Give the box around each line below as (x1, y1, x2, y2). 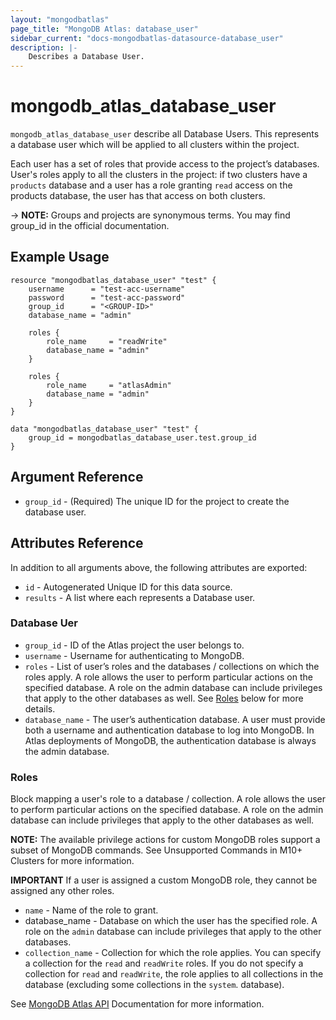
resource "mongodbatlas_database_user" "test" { (10, 275, 217, 285)
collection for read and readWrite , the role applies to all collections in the (24, 968, 324, 980)
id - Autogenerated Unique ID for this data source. (24, 581, 233, 593)
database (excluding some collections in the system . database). (24, 979, 285, 991)
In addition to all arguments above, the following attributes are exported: (10, 561, 308, 573)
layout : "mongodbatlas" (10, 14, 110, 25)
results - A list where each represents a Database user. (24, 591, 256, 603)
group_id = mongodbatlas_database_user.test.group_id (28, 432, 257, 443)
